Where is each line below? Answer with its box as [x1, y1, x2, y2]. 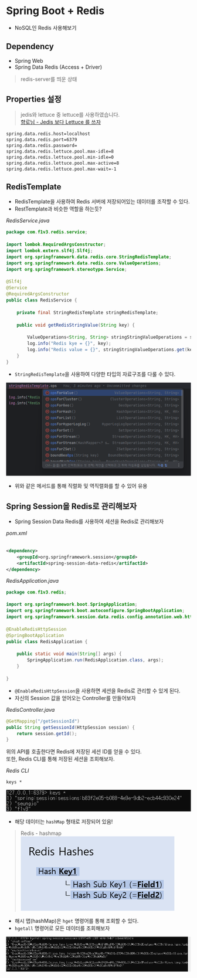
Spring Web [14, 57, 43, 64]
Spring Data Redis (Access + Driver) [14, 63, 103, 70]
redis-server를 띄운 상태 [20, 75, 77, 83]
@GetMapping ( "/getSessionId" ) [6, 718, 80, 724]
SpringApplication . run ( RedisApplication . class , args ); [27, 657, 164, 663]
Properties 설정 [6, 94, 62, 104]
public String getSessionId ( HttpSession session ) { [6, 724, 135, 731]
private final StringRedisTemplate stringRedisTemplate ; [16, 310, 159, 315]
